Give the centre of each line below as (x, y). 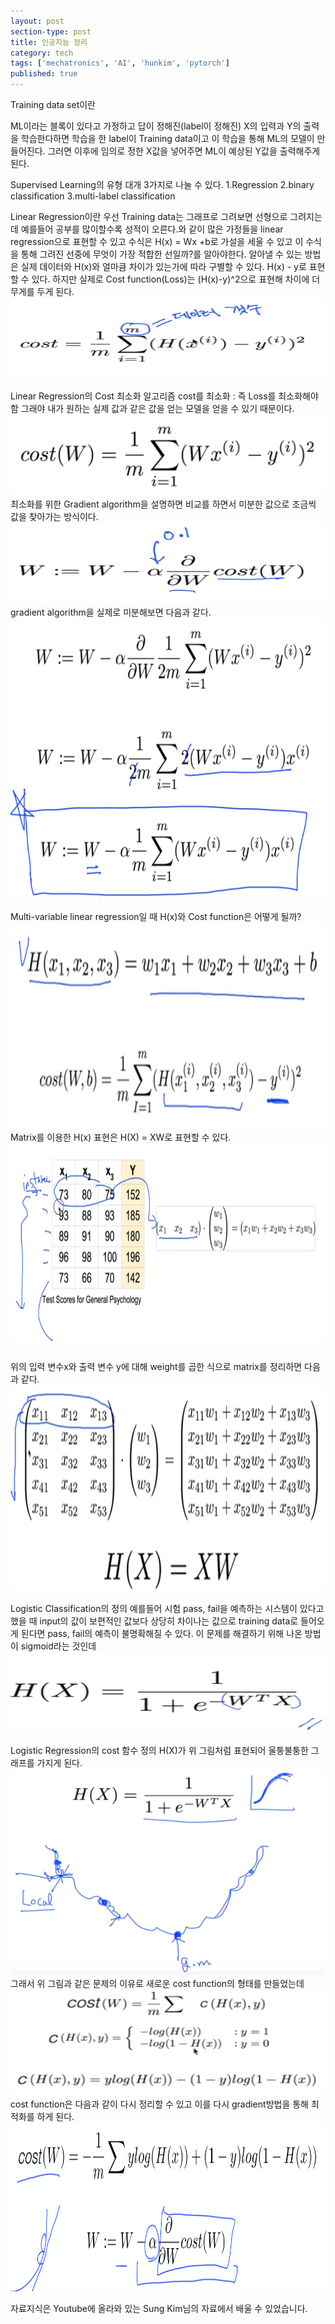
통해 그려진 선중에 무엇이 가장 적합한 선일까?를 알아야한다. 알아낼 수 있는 (161, 254)
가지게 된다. (59, 1763)
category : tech (42, 53)
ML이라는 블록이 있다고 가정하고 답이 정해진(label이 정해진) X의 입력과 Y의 (156, 126)
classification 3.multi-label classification (93, 196)
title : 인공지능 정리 (49, 42)
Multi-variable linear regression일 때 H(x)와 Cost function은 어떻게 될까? (156, 916)
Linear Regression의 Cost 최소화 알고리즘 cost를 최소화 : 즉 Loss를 (143, 396)
